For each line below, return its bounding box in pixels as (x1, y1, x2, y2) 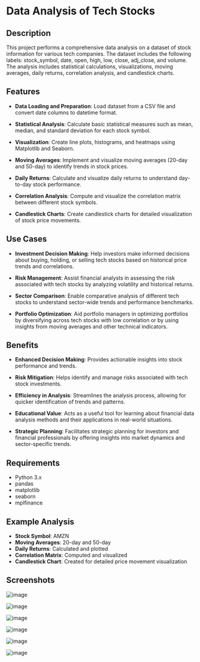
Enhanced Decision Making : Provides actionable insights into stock (14, 356, 183, 363)
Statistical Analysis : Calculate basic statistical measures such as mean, (14, 120, 193, 127)
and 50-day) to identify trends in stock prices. (14, 163, 129, 170)
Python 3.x (14, 474, 42, 481)
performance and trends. (14, 362, 77, 369)
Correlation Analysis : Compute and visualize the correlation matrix (14, 192, 181, 199)
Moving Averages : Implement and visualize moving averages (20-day (14, 156, 188, 163)
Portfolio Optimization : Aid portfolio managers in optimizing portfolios (14, 310, 189, 317)
